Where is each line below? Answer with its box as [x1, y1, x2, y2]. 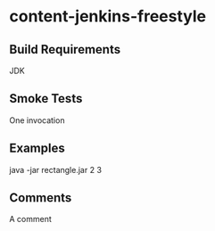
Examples [9, 141, 65, 156]
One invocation [9, 114, 65, 126]
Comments [9, 190, 72, 206]
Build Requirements [9, 42, 121, 57]
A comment [9, 214, 52, 225]
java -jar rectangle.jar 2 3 [9, 164, 103, 175]
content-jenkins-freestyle [9, 6, 207, 27]
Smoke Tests [9, 91, 83, 106]
